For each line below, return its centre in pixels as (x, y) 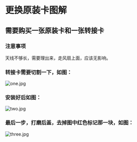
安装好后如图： (23, 98)
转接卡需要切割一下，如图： (39, 72)
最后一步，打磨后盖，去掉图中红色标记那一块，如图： (70, 123)
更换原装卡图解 (36, 10)
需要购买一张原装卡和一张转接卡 (55, 30)
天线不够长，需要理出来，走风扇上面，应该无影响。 (58, 58)
